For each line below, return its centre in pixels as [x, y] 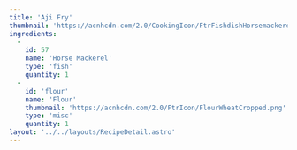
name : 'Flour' [51, 99]
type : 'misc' [49, 116]
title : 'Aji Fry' [41, 17]
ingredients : [33, 34]
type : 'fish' [49, 67]
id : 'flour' [47, 91]
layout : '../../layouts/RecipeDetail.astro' [92, 132]
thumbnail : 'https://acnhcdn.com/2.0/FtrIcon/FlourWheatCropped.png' [156, 108]
